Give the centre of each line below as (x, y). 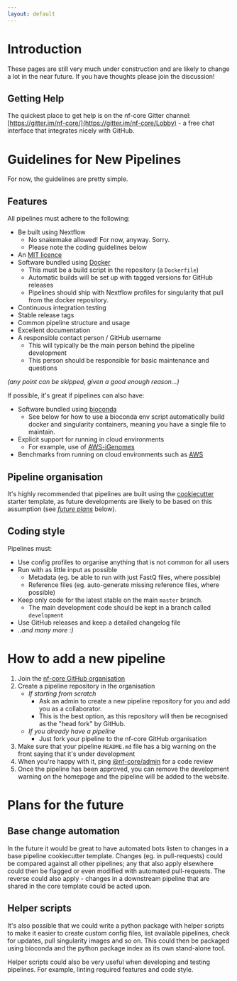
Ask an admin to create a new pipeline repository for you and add (134, 701)
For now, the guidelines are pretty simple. (68, 179)
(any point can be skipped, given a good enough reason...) (93, 382)
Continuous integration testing (62, 308)
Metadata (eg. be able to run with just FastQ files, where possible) (125, 577)
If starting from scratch (62, 694)
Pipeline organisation (55, 477)
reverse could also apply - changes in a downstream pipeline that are (109, 878)
